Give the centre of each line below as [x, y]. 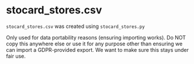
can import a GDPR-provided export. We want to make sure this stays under [97, 49]
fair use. [16, 56]
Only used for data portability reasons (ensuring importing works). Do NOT [96, 37]
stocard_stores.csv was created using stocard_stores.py [75, 26]
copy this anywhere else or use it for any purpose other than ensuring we [94, 44]
